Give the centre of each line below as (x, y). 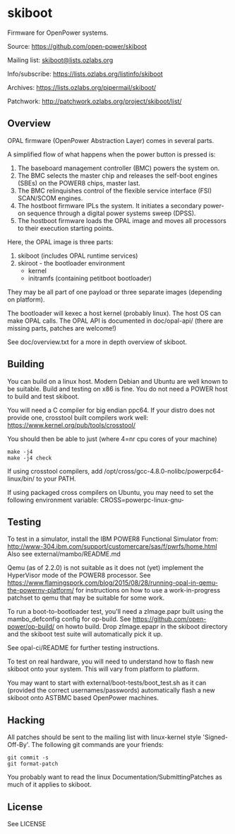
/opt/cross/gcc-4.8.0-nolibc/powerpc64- (164, 471)
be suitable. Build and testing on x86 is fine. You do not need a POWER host (117, 389)
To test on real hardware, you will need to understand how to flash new (110, 662)
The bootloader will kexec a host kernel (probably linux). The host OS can (114, 313)
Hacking (26, 720)
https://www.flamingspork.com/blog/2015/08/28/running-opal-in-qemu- (113, 583)
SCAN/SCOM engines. (50, 198)
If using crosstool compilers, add (55, 471)
